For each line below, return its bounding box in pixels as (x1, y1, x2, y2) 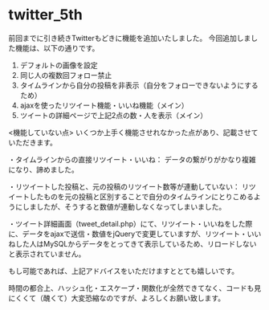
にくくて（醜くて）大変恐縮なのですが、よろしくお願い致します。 (8, 293, 226, 303)
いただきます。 (8, 137, 58, 147)
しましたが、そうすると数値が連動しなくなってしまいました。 (22, 202, 226, 211)
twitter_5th (8, 6, 83, 24)
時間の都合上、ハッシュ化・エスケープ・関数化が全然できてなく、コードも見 (8, 283, 262, 292)
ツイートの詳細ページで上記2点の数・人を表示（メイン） (19, 110, 208, 120)
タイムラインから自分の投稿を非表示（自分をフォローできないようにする (19, 80, 259, 90)
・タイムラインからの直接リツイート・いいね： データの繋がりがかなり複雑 (8, 154, 256, 164)
